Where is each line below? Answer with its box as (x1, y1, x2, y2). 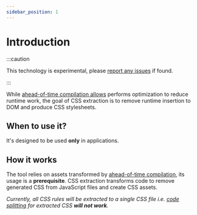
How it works (6, 154, 57, 165)
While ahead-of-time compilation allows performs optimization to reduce (6, 90, 188, 98)
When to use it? (6, 121, 67, 131)
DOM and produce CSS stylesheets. (6, 103, 97, 111)
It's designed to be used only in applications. (6, 137, 119, 145)
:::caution (6, 55, 30, 63)
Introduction (6, 35, 71, 49)
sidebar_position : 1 (6, 9, 59, 15)
